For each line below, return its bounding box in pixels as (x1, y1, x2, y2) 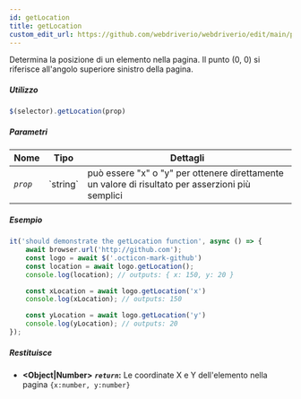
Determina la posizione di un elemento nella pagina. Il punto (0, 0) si (9, 55, 261, 65)
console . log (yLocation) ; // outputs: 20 (25, 319, 178, 328)
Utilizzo (9, 84, 39, 95)
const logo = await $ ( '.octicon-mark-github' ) (25, 253, 202, 263)
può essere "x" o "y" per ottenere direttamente (87, 167, 284, 179)
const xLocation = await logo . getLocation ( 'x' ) (25, 286, 206, 296)
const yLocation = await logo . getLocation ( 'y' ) (25, 311, 206, 320)
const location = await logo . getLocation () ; (25, 262, 194, 271)
